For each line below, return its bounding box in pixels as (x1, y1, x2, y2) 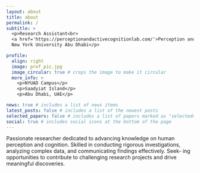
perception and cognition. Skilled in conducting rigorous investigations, (6, 141, 181, 149)
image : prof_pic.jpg (11, 64, 62, 70)
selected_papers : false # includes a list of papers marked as (6, 113, 167, 119)
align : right (11, 58, 44, 64)
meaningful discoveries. (6, 160, 65, 167)
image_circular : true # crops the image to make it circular (11, 69, 167, 75)
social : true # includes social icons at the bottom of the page (6, 118, 171, 125)
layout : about (6, 8, 42, 15)
